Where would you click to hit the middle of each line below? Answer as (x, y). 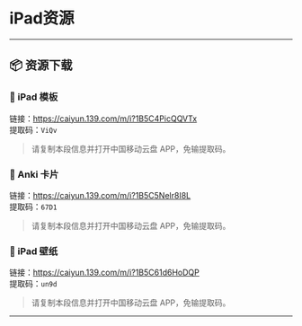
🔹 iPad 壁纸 (34, 251)
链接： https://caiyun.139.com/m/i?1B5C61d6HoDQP (104, 273)
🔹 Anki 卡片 (34, 174)
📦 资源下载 (41, 65)
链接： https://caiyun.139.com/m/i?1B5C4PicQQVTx (103, 119)
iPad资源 (42, 18)
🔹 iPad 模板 (34, 97)
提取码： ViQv (33, 129)
